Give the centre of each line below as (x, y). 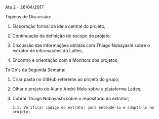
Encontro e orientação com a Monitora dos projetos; (65, 60)
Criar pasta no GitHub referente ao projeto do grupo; (66, 79)
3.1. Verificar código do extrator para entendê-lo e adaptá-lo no (83, 108)
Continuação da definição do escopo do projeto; (61, 36)
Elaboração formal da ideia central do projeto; (59, 26)
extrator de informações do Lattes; (47, 51)
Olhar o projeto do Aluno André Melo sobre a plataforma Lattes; (77, 89)
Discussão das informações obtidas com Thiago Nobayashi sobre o (81, 45)
